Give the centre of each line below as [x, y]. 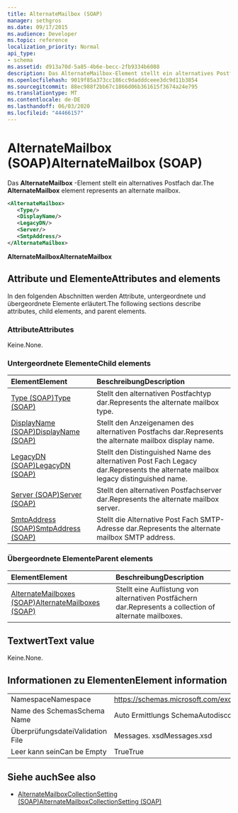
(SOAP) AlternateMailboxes [56, 602]
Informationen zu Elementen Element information [117, 680]
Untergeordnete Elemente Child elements [79, 363]
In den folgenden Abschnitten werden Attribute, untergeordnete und [107, 296]
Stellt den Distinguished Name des [154, 452]
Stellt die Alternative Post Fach [147, 520]
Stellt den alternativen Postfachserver [159, 491]
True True [129, 752]
